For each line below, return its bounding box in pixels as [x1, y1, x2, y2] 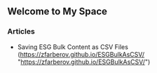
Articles [7, 27, 35, 36]
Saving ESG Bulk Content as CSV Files [17, 42, 128, 51]
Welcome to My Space [7, 6, 107, 18]
